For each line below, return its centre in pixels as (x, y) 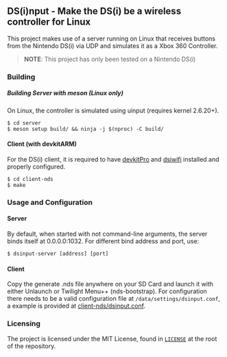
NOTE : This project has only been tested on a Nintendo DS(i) (110, 59)
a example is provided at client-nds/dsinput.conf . (76, 306)
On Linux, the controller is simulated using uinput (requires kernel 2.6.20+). (113, 110)
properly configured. (36, 167)
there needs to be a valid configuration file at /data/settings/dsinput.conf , (114, 299)
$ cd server (24, 123)
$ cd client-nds (30, 179)
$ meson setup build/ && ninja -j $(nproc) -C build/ (86, 129)
